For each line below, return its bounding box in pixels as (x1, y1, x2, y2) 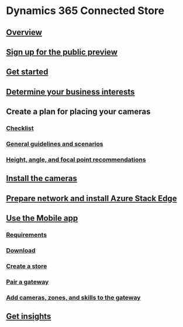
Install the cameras (6, 173, 78, 183)
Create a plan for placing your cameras (6, 107, 151, 117)
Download (6, 246, 36, 255)
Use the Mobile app (6, 213, 78, 223)
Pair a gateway (6, 277, 49, 286)
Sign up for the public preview (6, 47, 118, 57)
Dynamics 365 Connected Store (6, 4, 165, 18)
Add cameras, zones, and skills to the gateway (6, 293, 141, 301)
